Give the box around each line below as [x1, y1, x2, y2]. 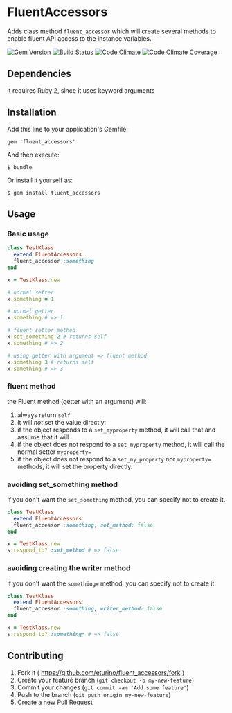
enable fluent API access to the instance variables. [7, 34, 152, 42]
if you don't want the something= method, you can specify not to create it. [7, 579, 217, 588]
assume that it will [17, 432, 69, 441]
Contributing [7, 650, 64, 662]
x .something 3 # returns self [7, 358, 95, 366]
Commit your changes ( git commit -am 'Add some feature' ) [17, 683, 189, 692]
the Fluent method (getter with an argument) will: [7, 397, 147, 405]
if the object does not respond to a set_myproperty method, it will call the [17, 440, 225, 448]
